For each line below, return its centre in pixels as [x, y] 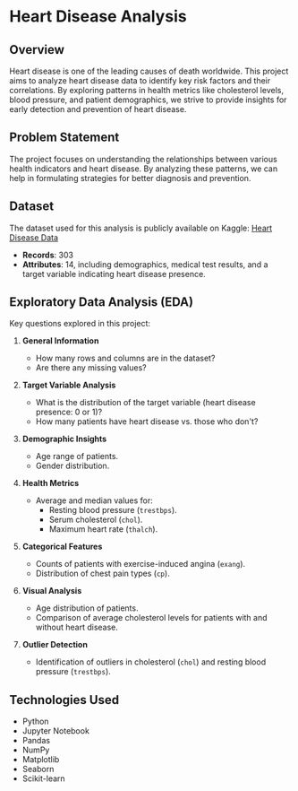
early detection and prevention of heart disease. [98, 109]
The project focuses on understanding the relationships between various [143, 159]
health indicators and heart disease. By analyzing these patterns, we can [144, 169]
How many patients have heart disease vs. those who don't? [147, 422]
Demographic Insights [64, 439]
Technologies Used [64, 700]
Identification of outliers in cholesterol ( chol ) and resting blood [151, 662]
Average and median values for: [94, 500]
